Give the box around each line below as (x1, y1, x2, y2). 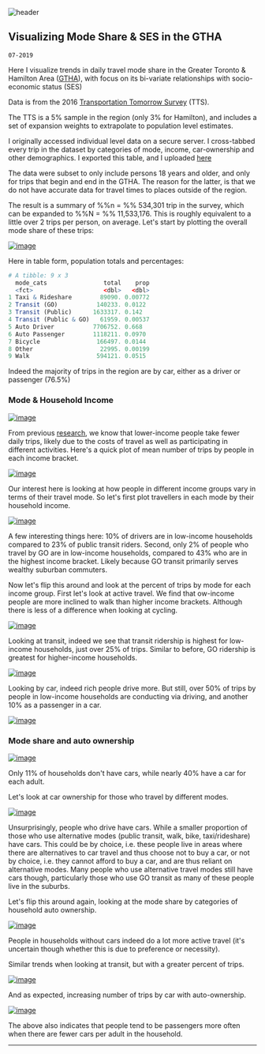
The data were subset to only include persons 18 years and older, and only (8, 168, 251, 178)
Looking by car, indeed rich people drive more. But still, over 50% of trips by (8, 683, 256, 693)
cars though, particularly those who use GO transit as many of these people (8, 873, 255, 883)
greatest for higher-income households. (8, 653, 138, 662)
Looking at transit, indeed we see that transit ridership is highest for (8, 636, 228, 646)
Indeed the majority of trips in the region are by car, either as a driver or (8, 367, 241, 376)
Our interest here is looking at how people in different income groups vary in (8, 484, 256, 493)
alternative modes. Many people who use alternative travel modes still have (8, 864, 253, 874)
